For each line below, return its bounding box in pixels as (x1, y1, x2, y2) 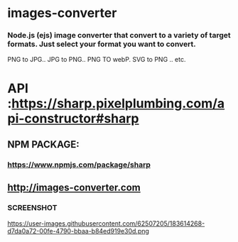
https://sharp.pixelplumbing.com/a (11, 95, 225, 111)
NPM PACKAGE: (7, 138, 80, 150)
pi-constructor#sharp (7, 110, 140, 126)
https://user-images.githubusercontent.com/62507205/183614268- (7, 219, 205, 228)
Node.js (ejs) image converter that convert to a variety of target (7, 31, 231, 40)
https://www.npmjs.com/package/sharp (7, 160, 151, 170)
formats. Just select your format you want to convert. (7, 39, 197, 49)
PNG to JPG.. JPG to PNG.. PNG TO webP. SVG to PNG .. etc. (7, 55, 186, 64)
